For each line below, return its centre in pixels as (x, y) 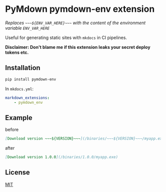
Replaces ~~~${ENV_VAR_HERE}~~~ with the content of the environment (75, 23)
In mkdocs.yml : (19, 89)
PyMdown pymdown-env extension (80, 9)
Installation (23, 68)
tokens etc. (17, 52)
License (18, 173)
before (12, 130)
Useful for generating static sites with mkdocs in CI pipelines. (66, 38)
